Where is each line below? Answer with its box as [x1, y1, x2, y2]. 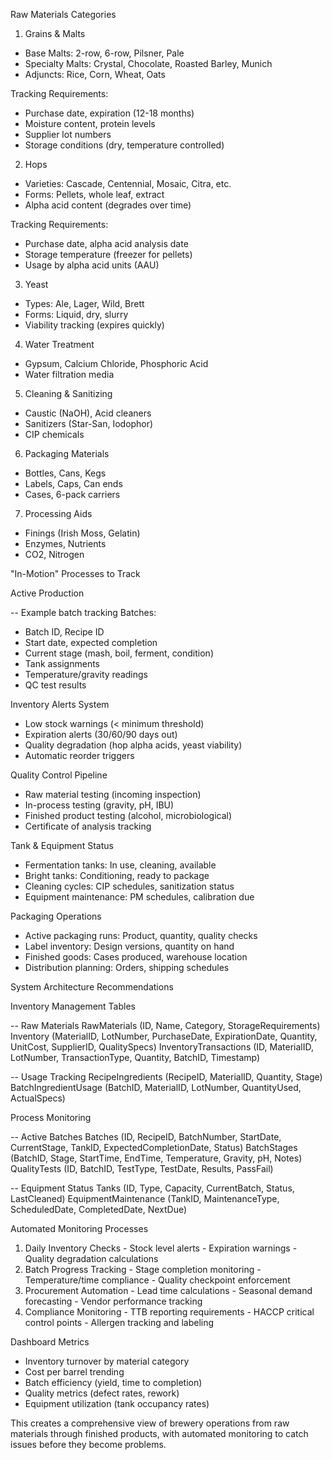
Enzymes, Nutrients [24, 538, 107, 549]
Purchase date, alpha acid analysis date [24, 238, 189, 249]
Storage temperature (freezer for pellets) [24, 249, 193, 260]
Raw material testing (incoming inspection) [24, 789, 202, 800]
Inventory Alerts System [10, 699, 110, 710]
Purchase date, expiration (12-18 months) [24, 107, 195, 119]
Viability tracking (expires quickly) [24, 319, 165, 331]
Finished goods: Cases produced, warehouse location [24, 951, 248, 963]
